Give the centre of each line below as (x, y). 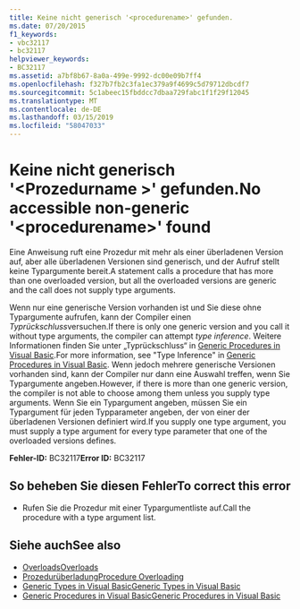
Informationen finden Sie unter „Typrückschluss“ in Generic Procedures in (145, 345)
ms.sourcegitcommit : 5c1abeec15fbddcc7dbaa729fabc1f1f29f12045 (129, 92)
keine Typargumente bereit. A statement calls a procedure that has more (142, 270)
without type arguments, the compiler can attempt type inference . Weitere (146, 336)
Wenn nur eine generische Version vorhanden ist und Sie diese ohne (135, 307)
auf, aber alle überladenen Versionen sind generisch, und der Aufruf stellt (144, 262)
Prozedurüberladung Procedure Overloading (103, 576)
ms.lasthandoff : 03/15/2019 (62, 117)
